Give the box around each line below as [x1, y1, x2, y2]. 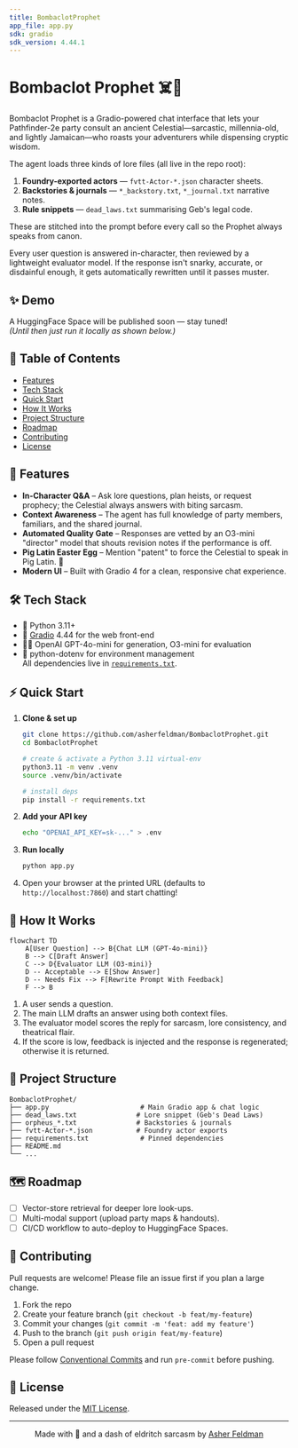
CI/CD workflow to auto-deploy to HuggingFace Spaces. [21, 1222, 229, 1233]
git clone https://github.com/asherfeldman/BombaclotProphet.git [21, 730, 269, 740]
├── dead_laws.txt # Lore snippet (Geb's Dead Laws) [9, 1111, 264, 1120]
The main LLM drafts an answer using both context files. [21, 1008, 229, 1018]
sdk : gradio [9, 29, 53, 38]
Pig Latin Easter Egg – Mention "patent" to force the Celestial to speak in [21, 547, 289, 558]
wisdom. [9, 141, 41, 152]
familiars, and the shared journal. [21, 518, 143, 529]
